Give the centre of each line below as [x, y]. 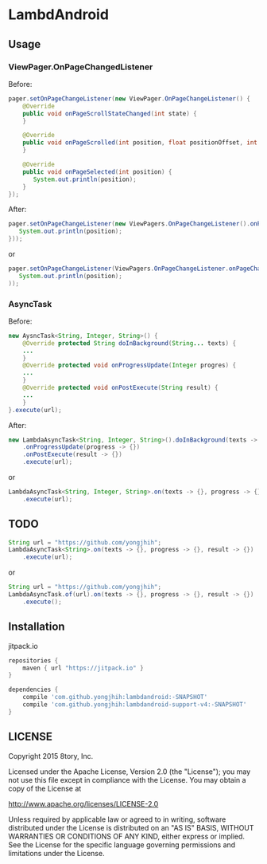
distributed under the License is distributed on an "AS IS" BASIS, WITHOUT [131, 827]
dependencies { [33, 690]
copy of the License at [45, 788]
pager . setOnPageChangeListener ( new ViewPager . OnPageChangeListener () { [129, 98]
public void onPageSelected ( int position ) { [97, 172]
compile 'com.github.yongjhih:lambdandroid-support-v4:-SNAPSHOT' [135, 705]
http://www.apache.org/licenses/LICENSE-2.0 [83, 803]
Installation [37, 627]
